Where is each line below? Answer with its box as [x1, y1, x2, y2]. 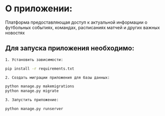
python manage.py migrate [5, 88, 59, 94]
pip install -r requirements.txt [5, 66, 75, 71]
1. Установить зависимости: [5, 57, 64, 62]
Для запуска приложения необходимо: [5, 44, 135, 52]
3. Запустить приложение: [5, 97, 59, 103]
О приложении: [5, 3, 73, 14]
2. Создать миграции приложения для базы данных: [5, 75, 110, 80]
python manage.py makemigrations [5, 84, 75, 89]
